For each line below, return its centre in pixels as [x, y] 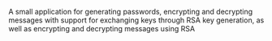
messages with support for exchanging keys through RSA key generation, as [136, 20]
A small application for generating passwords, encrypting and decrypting [131, 12]
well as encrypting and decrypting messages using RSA [102, 29]
